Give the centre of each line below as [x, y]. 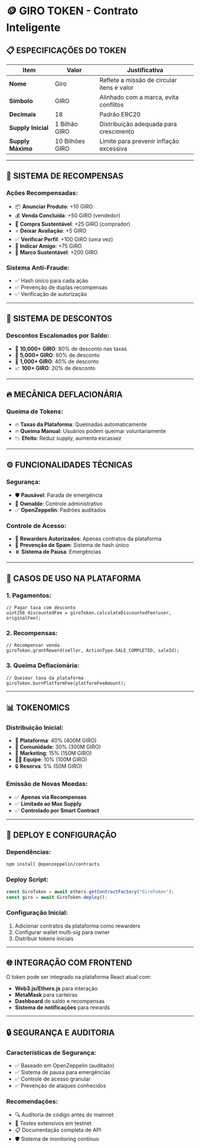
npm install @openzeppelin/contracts [53, 864]
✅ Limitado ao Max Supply [48, 804]
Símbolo [21, 101]
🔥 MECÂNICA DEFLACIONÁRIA [65, 395]
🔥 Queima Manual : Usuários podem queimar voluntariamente [90, 431]
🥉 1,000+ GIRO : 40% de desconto [57, 361]
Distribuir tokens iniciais [44, 938]
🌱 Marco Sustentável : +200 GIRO [56, 252]
